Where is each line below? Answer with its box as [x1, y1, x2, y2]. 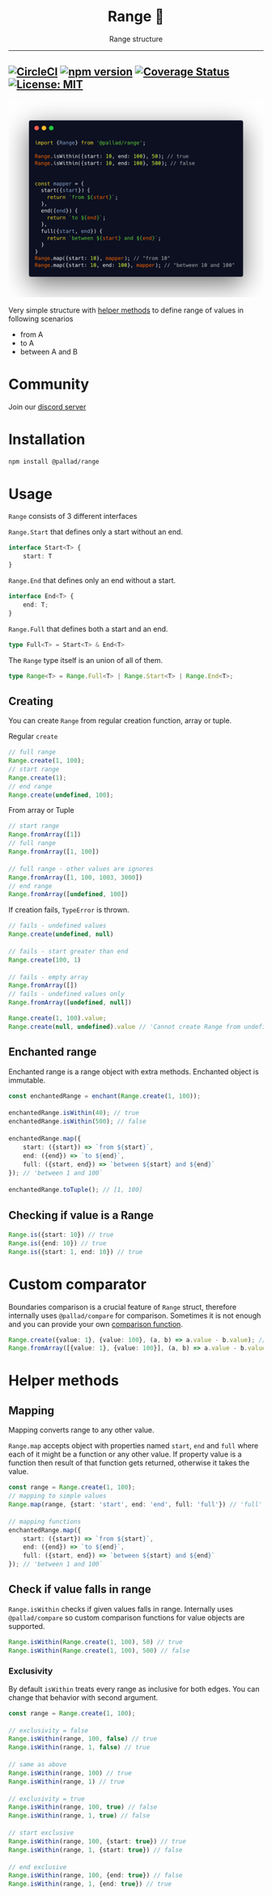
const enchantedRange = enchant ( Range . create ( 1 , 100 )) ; [8, 1092, 201, 1100]
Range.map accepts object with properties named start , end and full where [8, 1441, 259, 1451]
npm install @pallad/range [8, 457, 100, 466]
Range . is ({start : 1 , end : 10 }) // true [8, 1248, 143, 1256]
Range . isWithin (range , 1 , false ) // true [8, 1744, 151, 1752]
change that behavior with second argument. [8, 1692, 159, 1703]
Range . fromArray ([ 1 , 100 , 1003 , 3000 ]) [8, 874, 143, 882]
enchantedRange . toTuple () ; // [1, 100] [8, 1186, 143, 1194]
